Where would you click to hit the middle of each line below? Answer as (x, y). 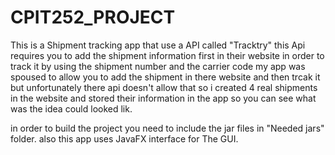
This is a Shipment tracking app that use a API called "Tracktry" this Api (158, 45)
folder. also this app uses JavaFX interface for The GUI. (124, 138)
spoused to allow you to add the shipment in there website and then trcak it (165, 77)
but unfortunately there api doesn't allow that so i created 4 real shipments (164, 87)
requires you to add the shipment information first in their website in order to (167, 55)
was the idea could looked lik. (71, 108)
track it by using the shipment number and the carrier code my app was (158, 66)
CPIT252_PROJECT (93, 17)
